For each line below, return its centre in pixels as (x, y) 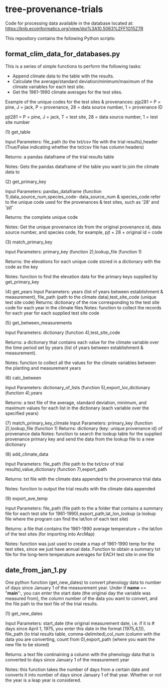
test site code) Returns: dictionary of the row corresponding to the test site (82, 302)
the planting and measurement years (43, 368)
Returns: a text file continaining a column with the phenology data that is (80, 654)
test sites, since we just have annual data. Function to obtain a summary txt (83, 549)
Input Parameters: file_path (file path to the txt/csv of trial (64, 464)
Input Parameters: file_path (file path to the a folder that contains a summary (84, 508)
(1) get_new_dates (24, 613)
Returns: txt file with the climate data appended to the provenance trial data (83, 479)
